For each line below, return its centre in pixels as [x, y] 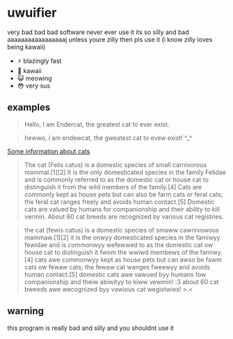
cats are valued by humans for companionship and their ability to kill [122, 209]
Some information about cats [49, 151]
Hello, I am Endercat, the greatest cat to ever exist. [97, 124]
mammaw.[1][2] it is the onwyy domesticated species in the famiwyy [122, 237]
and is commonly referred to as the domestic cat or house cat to [116, 180]
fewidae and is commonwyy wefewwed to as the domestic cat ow [119, 244]
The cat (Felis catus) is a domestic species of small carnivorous [115, 164]
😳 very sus [34, 86]
